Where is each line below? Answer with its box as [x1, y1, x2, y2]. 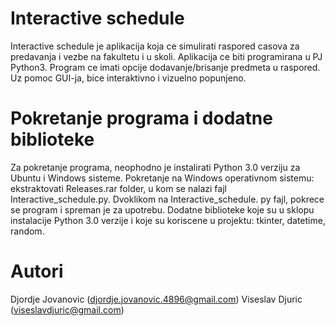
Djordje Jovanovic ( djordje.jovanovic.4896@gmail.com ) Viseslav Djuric [10, 293, 303, 305]
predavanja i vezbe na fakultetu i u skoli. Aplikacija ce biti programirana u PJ [10, 50, 323, 62]
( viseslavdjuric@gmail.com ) [10, 303, 125, 316]
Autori [10, 260, 64, 283]
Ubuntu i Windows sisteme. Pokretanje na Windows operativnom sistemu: [10, 172, 315, 184]
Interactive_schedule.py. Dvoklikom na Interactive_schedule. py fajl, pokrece [10, 193, 325, 205]
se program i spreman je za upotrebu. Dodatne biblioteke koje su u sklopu [10, 203, 315, 216]
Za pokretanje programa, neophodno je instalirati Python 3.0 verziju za [10, 161, 301, 173]
